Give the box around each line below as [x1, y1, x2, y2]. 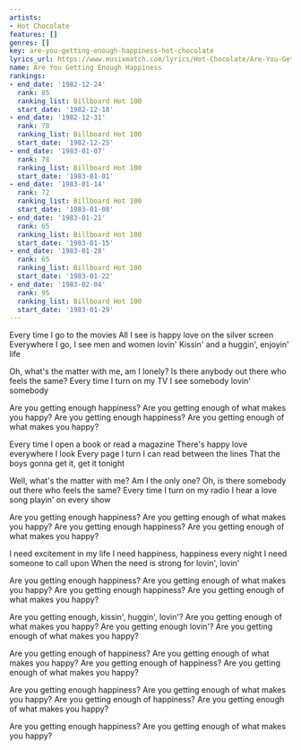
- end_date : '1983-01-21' [9, 213, 106, 222]
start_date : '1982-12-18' [17, 105, 115, 114]
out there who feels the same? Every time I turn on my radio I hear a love [9, 485, 278, 496]
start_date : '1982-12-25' [17, 138, 115, 147]
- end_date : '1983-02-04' [9, 280, 106, 289]
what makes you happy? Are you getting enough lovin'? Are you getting [9, 621, 273, 632]
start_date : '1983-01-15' [17, 239, 115, 248]
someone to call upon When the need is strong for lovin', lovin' [9, 558, 240, 569]
